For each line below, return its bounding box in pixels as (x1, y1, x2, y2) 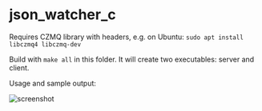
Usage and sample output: (9, 78, 97, 88)
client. (9, 62, 30, 73)
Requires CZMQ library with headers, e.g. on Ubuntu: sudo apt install (9, 32, 244, 42)
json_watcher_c (9, 6, 116, 24)
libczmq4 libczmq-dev (9, 40, 82, 49)
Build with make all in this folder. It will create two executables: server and (9, 54, 255, 64)
